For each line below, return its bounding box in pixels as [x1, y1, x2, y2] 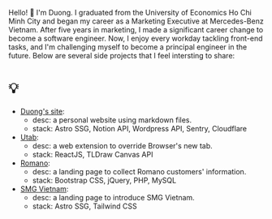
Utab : [19, 132, 39, 142]
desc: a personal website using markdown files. [32, 114, 192, 125]
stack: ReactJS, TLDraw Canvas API [32, 149, 153, 159]
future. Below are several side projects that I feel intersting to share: [8, 51, 235, 60]
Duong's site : [19, 106, 65, 116]
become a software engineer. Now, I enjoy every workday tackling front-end [8, 33, 263, 43]
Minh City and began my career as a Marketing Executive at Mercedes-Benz [8, 16, 264, 26]
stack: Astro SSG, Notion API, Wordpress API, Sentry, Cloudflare [32, 123, 248, 133]
